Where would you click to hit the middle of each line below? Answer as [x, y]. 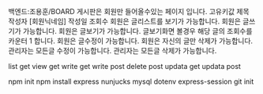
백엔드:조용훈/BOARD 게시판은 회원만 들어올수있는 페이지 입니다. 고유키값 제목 [129, 11]
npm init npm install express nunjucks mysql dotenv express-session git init [131, 81]
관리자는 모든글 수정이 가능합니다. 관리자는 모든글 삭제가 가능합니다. [113, 51]
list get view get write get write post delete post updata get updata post [124, 66]
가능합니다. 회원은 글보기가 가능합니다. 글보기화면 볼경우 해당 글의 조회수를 [137, 31]
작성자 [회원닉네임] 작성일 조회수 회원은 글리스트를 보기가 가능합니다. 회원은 [124, 21]
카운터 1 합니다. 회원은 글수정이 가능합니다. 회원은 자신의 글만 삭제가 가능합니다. [131, 41]
